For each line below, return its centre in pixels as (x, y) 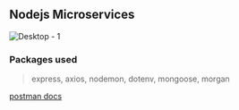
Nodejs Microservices (72, 15)
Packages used (43, 59)
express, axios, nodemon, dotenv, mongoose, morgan (130, 79)
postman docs (36, 97)
